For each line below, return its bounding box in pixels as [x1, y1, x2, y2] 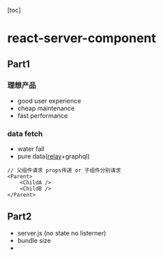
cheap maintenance [17, 104, 75, 112]
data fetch [7, 128, 43, 138]
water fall [17, 145, 45, 153]
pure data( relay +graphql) [17, 152, 90, 161]
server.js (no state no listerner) [17, 228, 106, 237]
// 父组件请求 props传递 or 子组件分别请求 [7, 167, 121, 174]
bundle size [17, 236, 51, 244]
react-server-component [7, 31, 156, 46]
